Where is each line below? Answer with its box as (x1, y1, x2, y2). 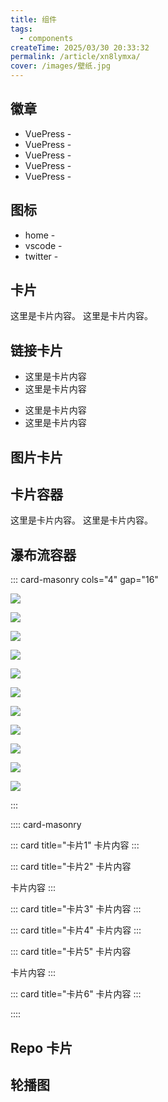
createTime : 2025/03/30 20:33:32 (10, 42, 150, 53)
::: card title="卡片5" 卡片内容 (10, 946, 132, 958)
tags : (10, 24, 33, 34)
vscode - (24, 239, 63, 251)
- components (19, 33, 74, 43)
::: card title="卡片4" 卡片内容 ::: (10, 924, 142, 936)
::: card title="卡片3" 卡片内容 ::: (10, 903, 142, 915)
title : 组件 (10, 14, 57, 25)
